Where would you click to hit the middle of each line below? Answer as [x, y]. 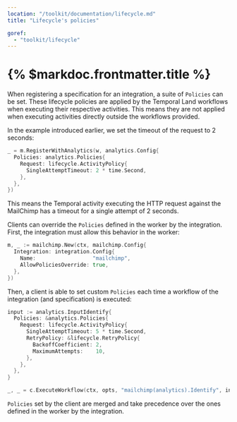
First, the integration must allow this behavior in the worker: [93, 232]
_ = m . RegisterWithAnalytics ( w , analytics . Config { [83, 151]
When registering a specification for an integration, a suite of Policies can [115, 94]
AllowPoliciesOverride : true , [65, 265]
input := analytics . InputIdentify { [60, 312]
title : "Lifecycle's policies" [53, 20]
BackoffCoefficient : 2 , [67, 344]
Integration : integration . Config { [64, 252]
